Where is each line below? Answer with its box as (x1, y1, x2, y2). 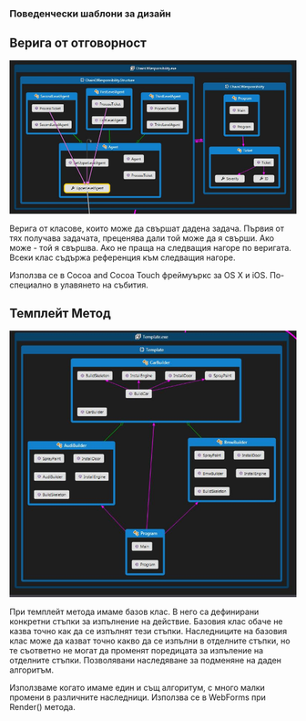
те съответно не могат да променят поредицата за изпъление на (9, 644, 264, 655)
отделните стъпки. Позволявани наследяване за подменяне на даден (9, 654, 282, 665)
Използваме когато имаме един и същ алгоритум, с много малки (9, 682, 266, 693)
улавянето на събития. (60, 279, 148, 290)
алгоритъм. (9, 664, 55, 675)
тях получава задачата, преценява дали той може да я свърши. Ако (9, 233, 275, 244)
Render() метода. (9, 701, 76, 712)
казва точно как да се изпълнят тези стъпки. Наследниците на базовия (9, 625, 288, 636)
